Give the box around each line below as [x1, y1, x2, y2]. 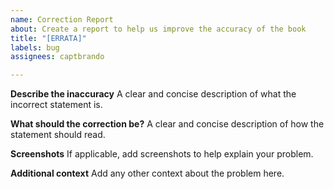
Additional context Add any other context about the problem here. [10, 167, 285, 180]
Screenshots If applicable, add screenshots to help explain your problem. [10, 148, 314, 160]
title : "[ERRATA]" [10, 33, 87, 43]
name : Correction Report [10, 14, 114, 25]
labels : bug [10, 42, 60, 53]
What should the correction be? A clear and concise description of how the [10, 118, 325, 130]
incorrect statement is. [10, 99, 103, 111]
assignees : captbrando [10, 52, 105, 62]
